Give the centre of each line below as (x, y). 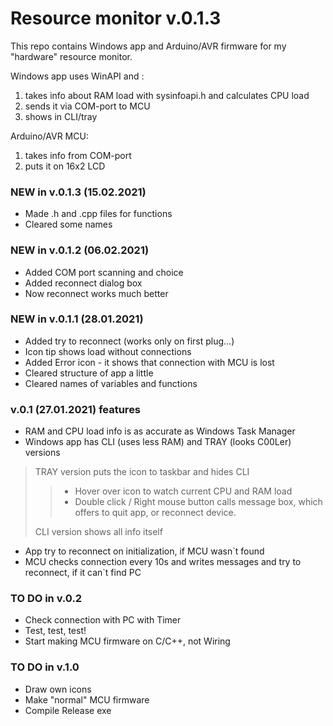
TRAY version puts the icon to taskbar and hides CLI (142, 472)
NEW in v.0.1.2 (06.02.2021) (80, 250)
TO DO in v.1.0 (45, 667)
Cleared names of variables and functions (111, 383)
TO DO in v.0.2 (46, 599)
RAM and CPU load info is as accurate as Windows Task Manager (160, 431)
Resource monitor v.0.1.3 (116, 18)
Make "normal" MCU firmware (87, 699)
